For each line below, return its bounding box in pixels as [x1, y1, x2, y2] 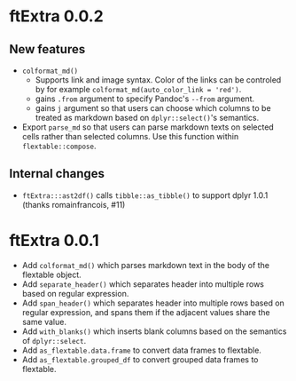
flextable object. [21, 269, 82, 280]
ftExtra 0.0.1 [9, 231, 99, 250]
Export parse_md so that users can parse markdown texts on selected [21, 122, 275, 132]
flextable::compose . [21, 140, 97, 151]
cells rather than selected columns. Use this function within [21, 131, 239, 141]
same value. [21, 316, 66, 327]
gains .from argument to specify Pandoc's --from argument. [35, 93, 255, 104]
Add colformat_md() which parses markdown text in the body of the [21, 259, 270, 270]
